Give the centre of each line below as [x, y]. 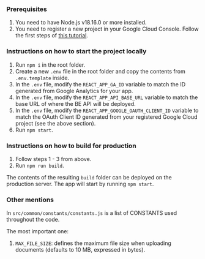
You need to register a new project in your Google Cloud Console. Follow [107, 29]
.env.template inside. [42, 78]
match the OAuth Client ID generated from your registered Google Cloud [106, 117]
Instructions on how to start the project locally [76, 51]
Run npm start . [34, 130]
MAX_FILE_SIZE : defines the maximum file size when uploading [93, 243]
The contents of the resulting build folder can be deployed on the [89, 177]
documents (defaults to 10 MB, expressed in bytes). [80, 250]
